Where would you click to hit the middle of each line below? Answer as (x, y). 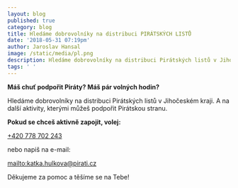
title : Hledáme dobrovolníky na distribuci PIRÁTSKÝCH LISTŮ (100, 34)
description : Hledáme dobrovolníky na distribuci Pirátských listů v (112, 60)
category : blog (30, 27)
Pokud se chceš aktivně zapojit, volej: (64, 122)
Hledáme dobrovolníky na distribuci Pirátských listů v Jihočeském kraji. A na (119, 101)
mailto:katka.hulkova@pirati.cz (52, 163)
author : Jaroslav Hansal (44, 47)
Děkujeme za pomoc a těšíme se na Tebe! (68, 177)
